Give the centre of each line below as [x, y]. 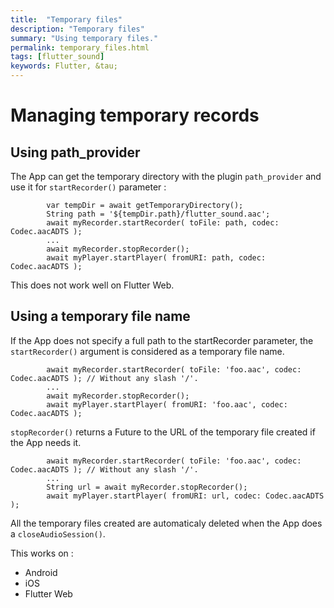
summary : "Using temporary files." [84, 38]
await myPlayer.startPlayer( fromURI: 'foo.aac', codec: [167, 404]
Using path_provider [75, 152]
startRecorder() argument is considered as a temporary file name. [147, 351]
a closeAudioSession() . [58, 533]
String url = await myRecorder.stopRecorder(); [147, 487]
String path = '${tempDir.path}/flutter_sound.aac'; [158, 214]
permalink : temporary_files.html [80, 47]
